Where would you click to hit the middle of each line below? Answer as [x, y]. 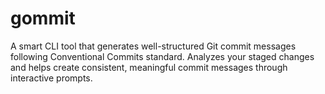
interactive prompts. [51, 78]
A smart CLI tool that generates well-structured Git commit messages [153, 46]
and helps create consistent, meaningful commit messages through [149, 67]
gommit [43, 18]
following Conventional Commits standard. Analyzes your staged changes [162, 56]
